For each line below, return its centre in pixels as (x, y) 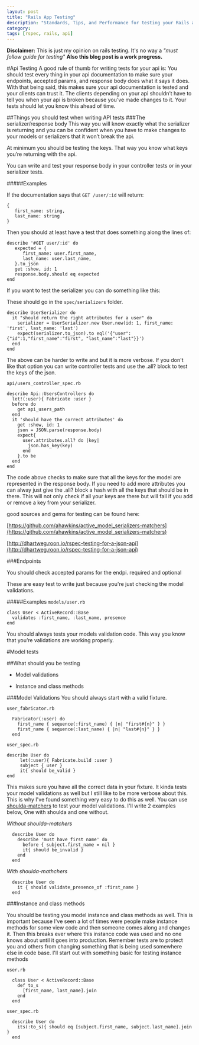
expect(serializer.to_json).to (56, 334)
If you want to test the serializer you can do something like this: (84, 290)
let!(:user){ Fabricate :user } (52, 399)
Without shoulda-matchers (40, 823)
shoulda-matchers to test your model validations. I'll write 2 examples (91, 806)
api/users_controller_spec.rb (44, 384)
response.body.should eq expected (57, 274)
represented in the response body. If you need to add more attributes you (96, 484)
